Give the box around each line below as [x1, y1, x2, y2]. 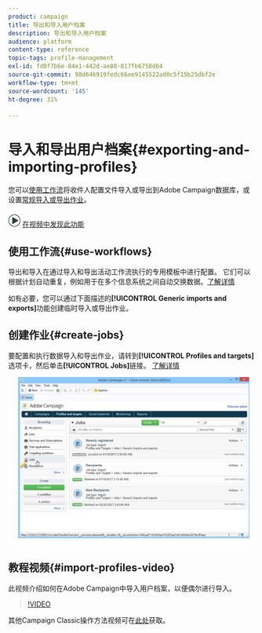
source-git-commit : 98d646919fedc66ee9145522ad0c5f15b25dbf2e [8, 71, 216, 79]
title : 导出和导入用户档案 [8, 20, 86, 29]
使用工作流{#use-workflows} [8, 244, 153, 258]
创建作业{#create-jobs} [8, 328, 125, 342]
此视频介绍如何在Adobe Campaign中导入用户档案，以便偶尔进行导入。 [8, 584, 237, 593]
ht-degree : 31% [8, 95, 58, 104]
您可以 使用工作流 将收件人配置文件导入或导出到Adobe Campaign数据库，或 [8, 185, 250, 195]
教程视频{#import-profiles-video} [8, 562, 175, 575]
